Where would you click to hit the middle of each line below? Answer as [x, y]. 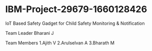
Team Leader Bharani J [30, 33]
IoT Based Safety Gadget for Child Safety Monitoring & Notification [75, 23]
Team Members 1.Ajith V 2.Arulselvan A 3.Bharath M [60, 43]
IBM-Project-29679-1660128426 [76, 9]
